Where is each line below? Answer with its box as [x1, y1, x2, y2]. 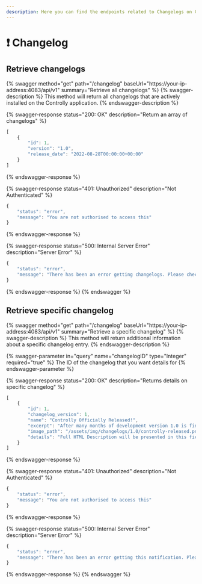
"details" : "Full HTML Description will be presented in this [28, 434, 187, 440]
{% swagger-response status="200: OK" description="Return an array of [6, 111, 188, 118]
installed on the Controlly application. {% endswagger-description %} [6, 99, 179, 106]
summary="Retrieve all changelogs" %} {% [61, 86, 168, 93]
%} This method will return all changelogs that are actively [35, 93, 180, 100]
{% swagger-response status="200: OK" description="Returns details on [6, 377, 188, 384]
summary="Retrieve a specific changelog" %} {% [61, 328, 184, 335]
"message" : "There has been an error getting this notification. [17, 554, 185, 561]
